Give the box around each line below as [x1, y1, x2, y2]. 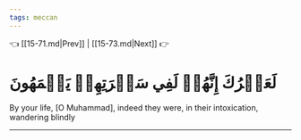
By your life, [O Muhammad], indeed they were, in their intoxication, [9, 102, 259, 112]
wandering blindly [9, 111, 76, 122]
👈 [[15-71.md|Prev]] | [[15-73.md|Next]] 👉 [9, 37, 169, 49]
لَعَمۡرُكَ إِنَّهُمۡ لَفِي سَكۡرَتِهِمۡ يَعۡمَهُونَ [9, 72, 277, 93]
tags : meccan [9, 12, 58, 22]
